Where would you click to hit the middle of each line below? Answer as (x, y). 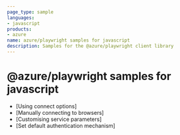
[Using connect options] (46, 106)
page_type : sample (30, 12)
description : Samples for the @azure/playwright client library (90, 46)
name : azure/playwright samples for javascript (69, 40)
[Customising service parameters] (59, 119)
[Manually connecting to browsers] (60, 112)
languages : (21, 18)
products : (20, 29)
